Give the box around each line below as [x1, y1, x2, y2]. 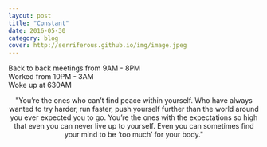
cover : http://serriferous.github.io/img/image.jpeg [8, 42, 187, 50]
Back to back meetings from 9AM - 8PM [8, 63, 141, 73]
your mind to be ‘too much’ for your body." [64, 129, 204, 140]
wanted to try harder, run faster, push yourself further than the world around [9, 105, 259, 114]
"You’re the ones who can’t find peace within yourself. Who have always [15, 96, 253, 105]
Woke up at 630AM [8, 81, 72, 90]
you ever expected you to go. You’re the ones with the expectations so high [10, 113, 258, 122]
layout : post [8, 11, 52, 20]
